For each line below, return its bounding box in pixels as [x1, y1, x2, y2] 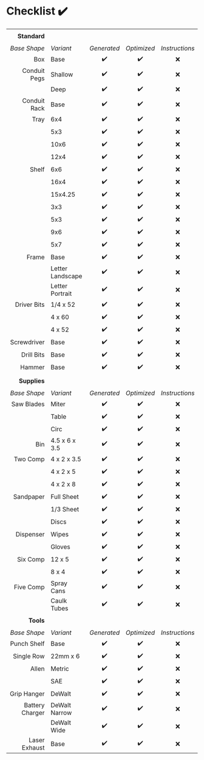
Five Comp [14, 583, 45, 591]
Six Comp [17, 555, 45, 564]
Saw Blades [11, 400, 45, 408]
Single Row [13, 652, 45, 660]
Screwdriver [10, 338, 45, 346]
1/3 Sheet [50, 505, 80, 513]
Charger [21, 708, 45, 717]
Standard [17, 32, 45, 40]
